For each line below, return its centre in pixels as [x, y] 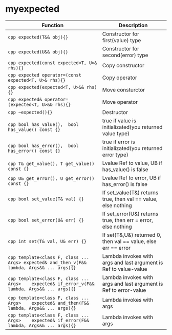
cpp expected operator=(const [45, 75]
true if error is [119, 142]
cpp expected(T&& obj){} [38, 37]
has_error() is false [125, 184]
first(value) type [122, 40]
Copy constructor [123, 65]
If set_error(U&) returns [130, 214]
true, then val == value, [130, 199]
